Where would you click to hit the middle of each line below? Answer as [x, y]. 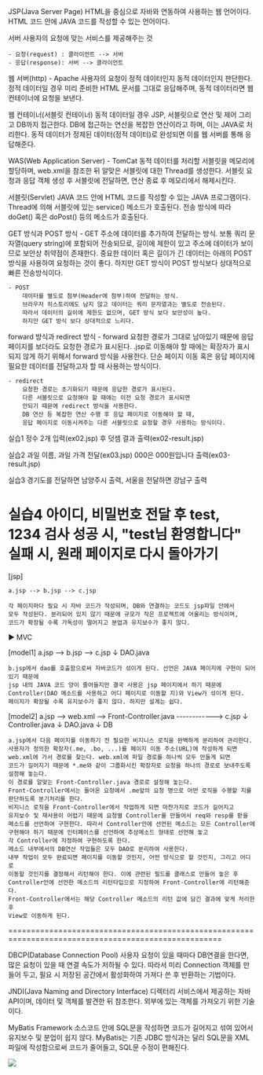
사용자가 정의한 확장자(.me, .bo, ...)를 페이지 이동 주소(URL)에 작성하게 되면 [123, 749]
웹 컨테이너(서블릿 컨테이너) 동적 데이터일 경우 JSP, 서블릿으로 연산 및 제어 [122, 115]
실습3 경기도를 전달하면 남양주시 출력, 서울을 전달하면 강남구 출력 [108, 480]
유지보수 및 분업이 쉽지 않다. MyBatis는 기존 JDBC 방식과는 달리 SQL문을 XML [129, 1037]
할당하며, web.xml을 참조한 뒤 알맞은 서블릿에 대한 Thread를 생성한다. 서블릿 [126, 171]
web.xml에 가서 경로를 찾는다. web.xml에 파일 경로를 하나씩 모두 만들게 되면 [119, 757]
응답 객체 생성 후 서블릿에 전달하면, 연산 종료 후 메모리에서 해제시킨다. [129, 180]
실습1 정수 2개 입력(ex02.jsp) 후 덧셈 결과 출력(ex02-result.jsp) [106, 438]
